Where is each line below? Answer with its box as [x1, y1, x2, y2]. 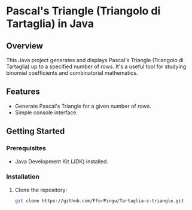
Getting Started [6, 126, 65, 136]
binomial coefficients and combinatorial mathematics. [6, 69, 138, 76]
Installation [6, 172, 40, 181]
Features [6, 87, 40, 97]
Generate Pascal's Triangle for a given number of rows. [14, 102, 151, 109]
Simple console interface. [14, 109, 78, 116]
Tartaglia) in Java [6, 17, 95, 31]
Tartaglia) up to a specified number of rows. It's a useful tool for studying [6, 63, 187, 70]
